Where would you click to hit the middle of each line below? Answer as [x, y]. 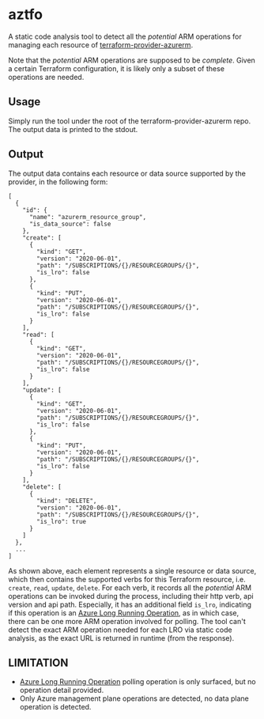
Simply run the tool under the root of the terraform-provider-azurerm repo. [130, 121]
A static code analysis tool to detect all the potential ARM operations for [125, 36]
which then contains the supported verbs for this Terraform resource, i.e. [127, 579]
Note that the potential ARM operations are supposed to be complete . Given [132, 60]
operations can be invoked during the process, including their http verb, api [131, 596]
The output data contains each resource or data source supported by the [127, 173]
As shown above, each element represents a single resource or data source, [132, 570]
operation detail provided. [62, 691]
